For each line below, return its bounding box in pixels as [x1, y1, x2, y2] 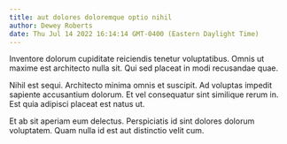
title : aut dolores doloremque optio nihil [9, 12, 173, 22]
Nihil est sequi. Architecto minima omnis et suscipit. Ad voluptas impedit [9, 80, 273, 91]
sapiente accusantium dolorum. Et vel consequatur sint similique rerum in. [9, 89, 279, 100]
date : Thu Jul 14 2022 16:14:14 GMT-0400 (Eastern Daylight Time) [9, 29, 260, 38]
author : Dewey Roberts [9, 21, 93, 30]
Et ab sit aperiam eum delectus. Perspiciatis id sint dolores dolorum [9, 116, 255, 126]
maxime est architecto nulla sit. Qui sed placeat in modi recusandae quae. [9, 63, 279, 73]
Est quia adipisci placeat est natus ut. [9, 99, 145, 110]
